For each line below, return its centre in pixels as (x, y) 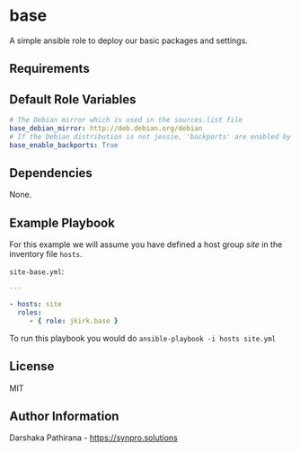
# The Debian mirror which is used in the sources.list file (126, 120)
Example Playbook (62, 222)
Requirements (49, 69)
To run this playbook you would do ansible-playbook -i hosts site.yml (143, 338)
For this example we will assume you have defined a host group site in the (146, 244)
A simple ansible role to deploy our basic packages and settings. (129, 40)
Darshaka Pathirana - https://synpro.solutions (93, 438)
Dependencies (51, 173)
